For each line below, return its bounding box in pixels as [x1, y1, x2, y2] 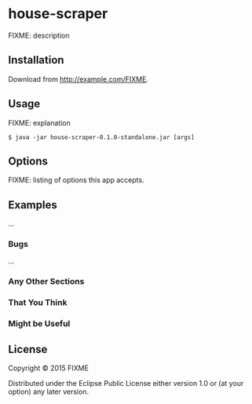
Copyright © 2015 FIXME [8, 363, 89, 373]
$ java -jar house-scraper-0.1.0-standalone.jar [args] [8, 133, 195, 141]
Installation [8, 53, 64, 67]
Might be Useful [8, 318, 71, 329]
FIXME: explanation [8, 118, 71, 127]
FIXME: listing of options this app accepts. [8, 175, 144, 185]
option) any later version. [8, 387, 89, 397]
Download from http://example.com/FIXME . [8, 74, 149, 83]
